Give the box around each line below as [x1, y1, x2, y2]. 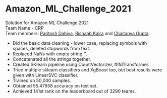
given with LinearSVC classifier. [12, 72, 79, 78]
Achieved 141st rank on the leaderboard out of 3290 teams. [12, 88, 136, 94]
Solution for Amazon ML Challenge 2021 [5, 20, 89, 26]
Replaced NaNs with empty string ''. [12, 51, 87, 57]
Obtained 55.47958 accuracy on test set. [12, 82, 98, 88]
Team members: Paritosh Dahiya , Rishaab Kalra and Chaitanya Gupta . [5, 30, 150, 36]
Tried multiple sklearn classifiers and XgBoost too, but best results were [12, 66, 162, 73]
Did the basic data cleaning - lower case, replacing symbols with [12, 40, 147, 46]
